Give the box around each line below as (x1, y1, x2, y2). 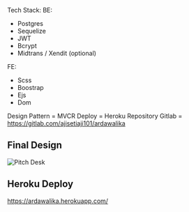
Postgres (17, 20, 44, 27)
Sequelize (17, 27, 47, 35)
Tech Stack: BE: (7, 6, 53, 14)
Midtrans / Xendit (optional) (17, 49, 96, 57)
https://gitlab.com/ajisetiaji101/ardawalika (7, 119, 126, 128)
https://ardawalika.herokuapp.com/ (7, 197, 109, 205)
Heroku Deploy (7, 178, 74, 190)
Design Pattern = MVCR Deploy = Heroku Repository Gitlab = (7, 112, 183, 120)
